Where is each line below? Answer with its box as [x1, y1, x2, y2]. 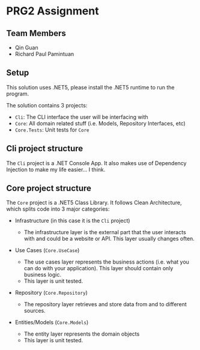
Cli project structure [6, 143, 83, 154]
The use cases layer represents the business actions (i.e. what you [23, 258, 189, 265]
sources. [23, 307, 46, 315]
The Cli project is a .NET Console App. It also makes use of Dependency [6, 159, 187, 166]
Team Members [6, 28, 66, 38]
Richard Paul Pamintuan [14, 50, 74, 58]
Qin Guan [14, 44, 38, 51]
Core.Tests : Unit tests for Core [14, 126, 89, 133]
